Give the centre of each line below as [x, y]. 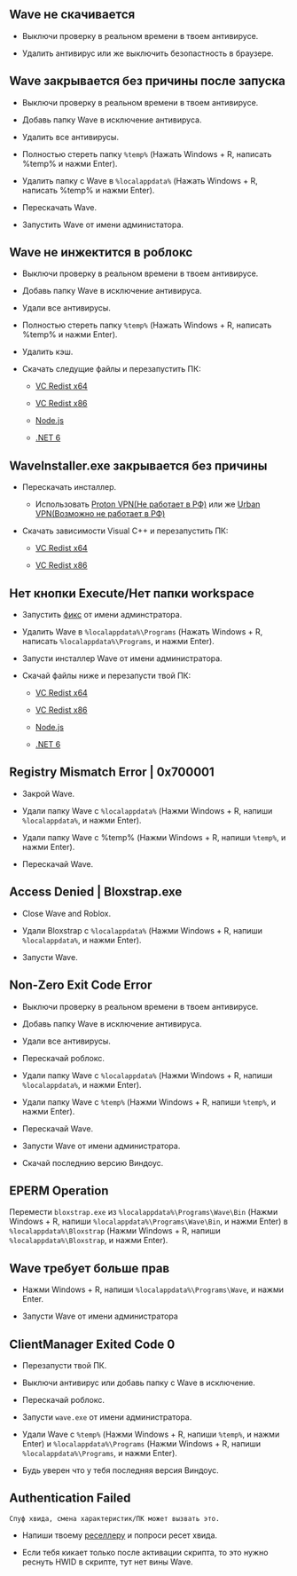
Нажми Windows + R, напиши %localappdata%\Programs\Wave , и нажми [153, 1289]
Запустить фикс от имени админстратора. [102, 615]
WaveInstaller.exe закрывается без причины [138, 465]
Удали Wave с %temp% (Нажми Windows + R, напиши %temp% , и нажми [151, 1434]
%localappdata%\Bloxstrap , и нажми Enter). [89, 1241]
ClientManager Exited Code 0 [92, 1344]
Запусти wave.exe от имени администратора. [107, 1417]
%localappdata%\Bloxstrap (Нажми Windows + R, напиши [115, 1231]
